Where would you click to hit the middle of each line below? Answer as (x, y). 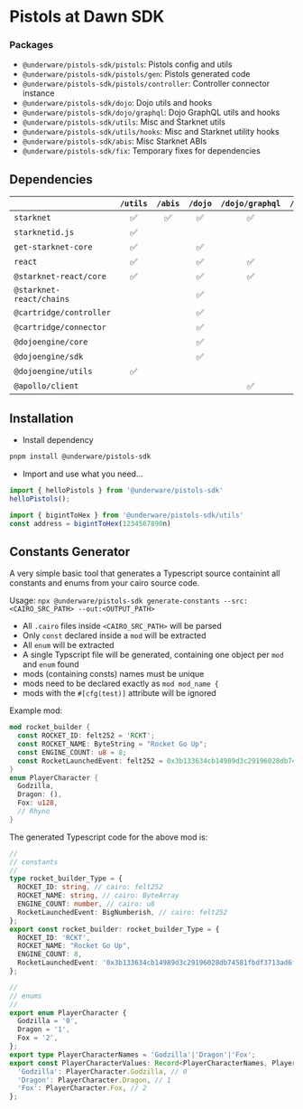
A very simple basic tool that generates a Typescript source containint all (145, 573)
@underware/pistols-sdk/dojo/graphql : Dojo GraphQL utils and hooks (151, 113)
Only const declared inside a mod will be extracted (114, 635)
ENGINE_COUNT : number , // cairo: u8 (86, 904)
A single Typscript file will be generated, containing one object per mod (153, 655)
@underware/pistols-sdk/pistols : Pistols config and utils (127, 64)
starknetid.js (44, 233)
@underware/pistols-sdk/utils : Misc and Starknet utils (124, 122)
